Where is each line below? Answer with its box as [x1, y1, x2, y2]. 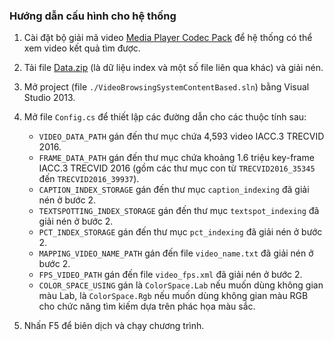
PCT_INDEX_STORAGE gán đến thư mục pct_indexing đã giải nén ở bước [38, 226, 323, 238]
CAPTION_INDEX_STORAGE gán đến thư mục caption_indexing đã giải [38, 184, 310, 196]
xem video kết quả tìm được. [23, 42, 141, 54]
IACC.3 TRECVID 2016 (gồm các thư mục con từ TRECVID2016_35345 [38, 162, 316, 174]
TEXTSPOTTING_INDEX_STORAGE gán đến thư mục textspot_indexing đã [38, 205, 320, 217]
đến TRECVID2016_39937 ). [38, 173, 140, 185]
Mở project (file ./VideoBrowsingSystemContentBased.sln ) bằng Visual [23, 81, 310, 93]
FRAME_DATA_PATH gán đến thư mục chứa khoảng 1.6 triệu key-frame [38, 152, 315, 164]
